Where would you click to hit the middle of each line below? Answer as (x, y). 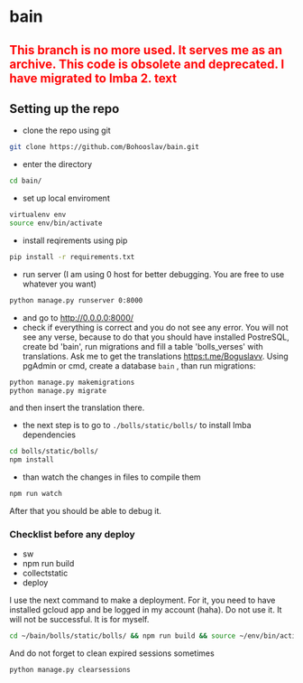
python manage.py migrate (58, 390)
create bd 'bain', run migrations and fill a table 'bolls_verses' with (142, 346)
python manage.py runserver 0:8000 (76, 300)
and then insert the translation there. (77, 407)
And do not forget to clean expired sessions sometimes (112, 653)
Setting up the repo (64, 109)
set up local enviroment (66, 198)
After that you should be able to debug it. (86, 511)
